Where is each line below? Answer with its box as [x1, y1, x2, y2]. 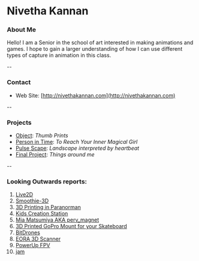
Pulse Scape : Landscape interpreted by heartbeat [15, 145, 140, 152]
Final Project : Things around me [15, 151, 95, 158]
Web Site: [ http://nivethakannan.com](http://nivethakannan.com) [15, 91, 176, 99]
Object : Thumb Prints [15, 132, 68, 139]
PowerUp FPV [15, 242, 50, 249]
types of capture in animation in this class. [7, 52, 111, 59]
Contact [7, 78, 31, 87]
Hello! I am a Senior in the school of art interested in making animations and [7, 39, 194, 46]
